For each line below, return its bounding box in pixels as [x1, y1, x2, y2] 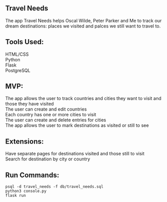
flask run [5, 193, 26, 198]
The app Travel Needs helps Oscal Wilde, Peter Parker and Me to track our [5, 17, 162, 23]
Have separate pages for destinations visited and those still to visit [5, 151, 145, 157]
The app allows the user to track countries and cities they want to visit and [5, 95, 162, 102]
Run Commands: [5, 171, 60, 179]
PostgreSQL [5, 67, 31, 73]
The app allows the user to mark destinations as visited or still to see [5, 122, 149, 128]
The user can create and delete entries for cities [5, 117, 106, 123]
